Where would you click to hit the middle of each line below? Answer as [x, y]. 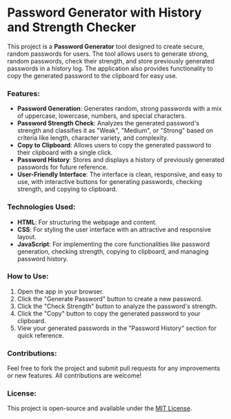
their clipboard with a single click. [65, 152]
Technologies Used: [41, 207]
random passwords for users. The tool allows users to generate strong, [108, 54]
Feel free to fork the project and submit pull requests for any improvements [114, 368]
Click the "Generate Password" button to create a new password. [110, 298]
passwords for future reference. [62, 167]
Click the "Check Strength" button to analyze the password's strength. [117, 306]
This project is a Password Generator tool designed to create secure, [106, 46]
